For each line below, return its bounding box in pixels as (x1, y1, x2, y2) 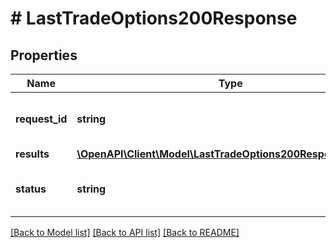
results (15, 147, 50, 161)
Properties (10, 47, 78, 64)
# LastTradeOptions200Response (10, 7, 298, 30)
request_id (15, 112, 68, 126)
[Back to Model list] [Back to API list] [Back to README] (10, 227, 240, 238)
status (15, 182, 47, 196)
